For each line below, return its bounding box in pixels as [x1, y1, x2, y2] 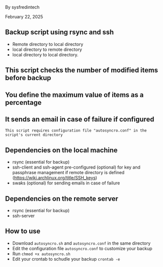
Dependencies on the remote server [5, 194, 119, 203]
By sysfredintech [5, 4, 40, 10]
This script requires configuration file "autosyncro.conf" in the [5, 128, 147, 133]
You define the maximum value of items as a [5, 90, 144, 99]
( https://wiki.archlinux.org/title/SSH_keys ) [12, 175, 97, 181]
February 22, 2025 [5, 14, 43, 19]
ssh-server [12, 213, 35, 219]
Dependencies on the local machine [5, 146, 118, 154]
